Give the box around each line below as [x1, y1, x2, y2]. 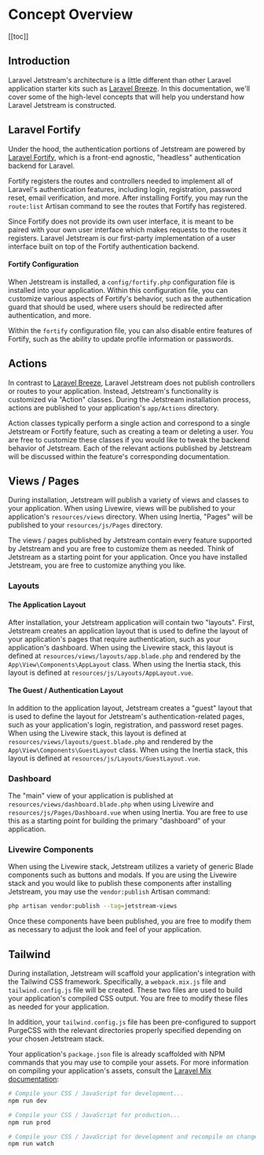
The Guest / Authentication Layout [8, 686, 123, 695]
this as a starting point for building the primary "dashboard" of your [8, 816, 226, 826]
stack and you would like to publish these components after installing [8, 879, 232, 888]
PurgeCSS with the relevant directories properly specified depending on [8, 1026, 242, 1035]
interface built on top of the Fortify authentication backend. [8, 242, 200, 251]
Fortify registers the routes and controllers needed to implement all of [8, 176, 233, 186]
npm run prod [8, 1118, 51, 1127]
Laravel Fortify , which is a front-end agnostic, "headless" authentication [8, 152, 241, 162]
